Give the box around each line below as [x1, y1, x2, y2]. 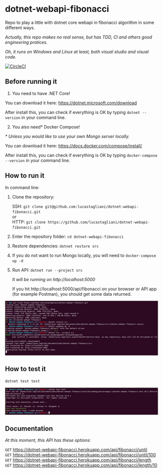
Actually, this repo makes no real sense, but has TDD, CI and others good [5, 34, 152, 40]
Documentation [5, 424, 53, 433]
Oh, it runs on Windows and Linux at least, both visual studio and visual [5, 49, 149, 55]
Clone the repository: [12, 194, 55, 200]
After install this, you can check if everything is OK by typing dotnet [5, 109, 140, 115]
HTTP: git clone [12, 219, 46, 225]
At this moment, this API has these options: [5, 437, 91, 443]
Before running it [5, 77, 57, 86]
